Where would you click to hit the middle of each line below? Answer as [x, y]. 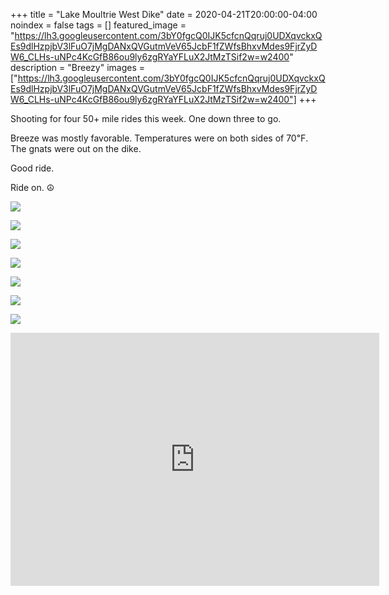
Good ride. [32, 168]
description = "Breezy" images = [78, 67]
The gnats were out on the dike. [76, 148]
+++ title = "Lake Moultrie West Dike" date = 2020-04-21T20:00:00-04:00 [164, 14]
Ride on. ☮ [32, 187]
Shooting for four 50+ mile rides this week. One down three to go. [146, 118]
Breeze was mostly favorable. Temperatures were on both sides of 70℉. [159, 138]
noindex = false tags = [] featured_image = [98, 25]
